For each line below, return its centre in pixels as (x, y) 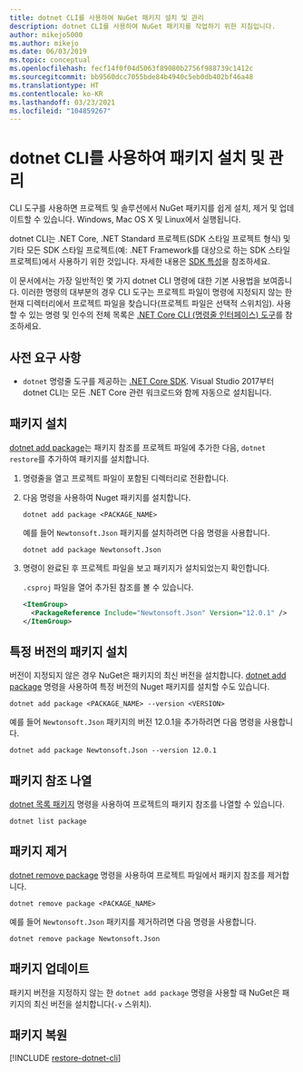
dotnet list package (49, 822)
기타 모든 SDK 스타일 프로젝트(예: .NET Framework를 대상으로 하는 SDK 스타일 (150, 250)
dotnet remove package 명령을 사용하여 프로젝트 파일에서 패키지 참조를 (137, 875)
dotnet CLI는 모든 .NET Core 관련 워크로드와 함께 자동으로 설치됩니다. (147, 392)
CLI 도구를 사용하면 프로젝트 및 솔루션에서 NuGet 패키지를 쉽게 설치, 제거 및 (143, 208)
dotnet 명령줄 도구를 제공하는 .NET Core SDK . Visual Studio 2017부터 (148, 381)
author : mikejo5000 (46, 35)
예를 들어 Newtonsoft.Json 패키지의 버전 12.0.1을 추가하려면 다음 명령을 (136, 722)
